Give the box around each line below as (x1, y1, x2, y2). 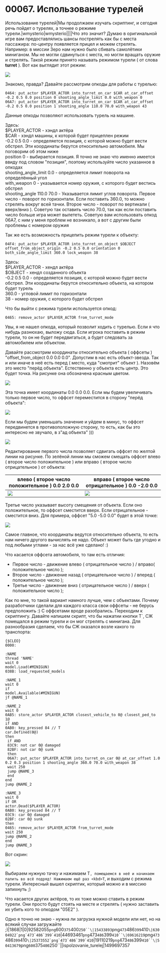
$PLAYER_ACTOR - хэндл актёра (5, 127, 74, 133)
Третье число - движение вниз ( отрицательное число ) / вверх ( (12, 582, 150, 588)
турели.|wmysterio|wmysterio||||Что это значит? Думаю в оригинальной (5, 30, 157, 36)
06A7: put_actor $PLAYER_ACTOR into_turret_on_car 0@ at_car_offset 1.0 (7, 756, 161, 761)
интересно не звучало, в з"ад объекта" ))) (5, 429, 94, 435)
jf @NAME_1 (5, 695, 28, 700)
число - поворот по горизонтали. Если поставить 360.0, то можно (5, 196, 145, 202)
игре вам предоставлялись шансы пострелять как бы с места (5, 36, 137, 42)
